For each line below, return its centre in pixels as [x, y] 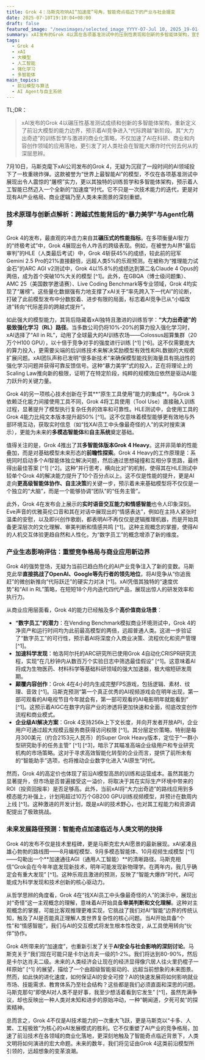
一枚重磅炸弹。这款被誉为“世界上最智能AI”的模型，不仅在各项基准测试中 [107, 174]
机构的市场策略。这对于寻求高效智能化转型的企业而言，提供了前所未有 [103, 753]
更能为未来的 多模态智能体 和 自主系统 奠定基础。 [78, 432]
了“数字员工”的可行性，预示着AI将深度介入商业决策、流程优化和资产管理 [106, 638]
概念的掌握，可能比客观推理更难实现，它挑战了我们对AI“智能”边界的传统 [102, 910]
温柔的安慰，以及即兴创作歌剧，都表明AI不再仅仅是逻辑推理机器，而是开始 [100, 519]
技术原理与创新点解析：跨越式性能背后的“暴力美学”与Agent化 [97, 214]
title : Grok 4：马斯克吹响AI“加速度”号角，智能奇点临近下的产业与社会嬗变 [91, 12]
